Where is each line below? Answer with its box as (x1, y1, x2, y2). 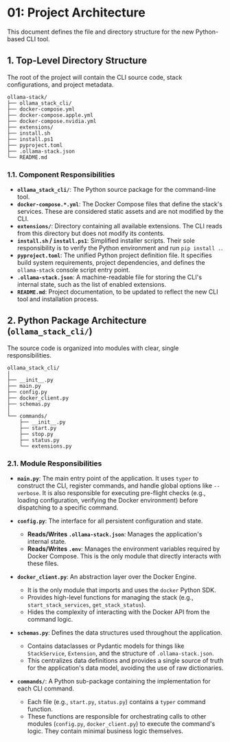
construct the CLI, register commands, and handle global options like (16, 481, 213, 490)
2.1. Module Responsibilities (7, 459, 102, 468)
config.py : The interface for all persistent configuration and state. (16, 517, 203, 525)
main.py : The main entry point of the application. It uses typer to (16, 474, 199, 483)
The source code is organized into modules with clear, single (7, 344, 179, 352)
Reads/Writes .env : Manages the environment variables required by (27, 545, 220, 553)
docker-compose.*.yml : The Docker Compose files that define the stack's (16, 200, 223, 208)
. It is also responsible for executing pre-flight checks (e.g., (38, 489, 206, 497)
